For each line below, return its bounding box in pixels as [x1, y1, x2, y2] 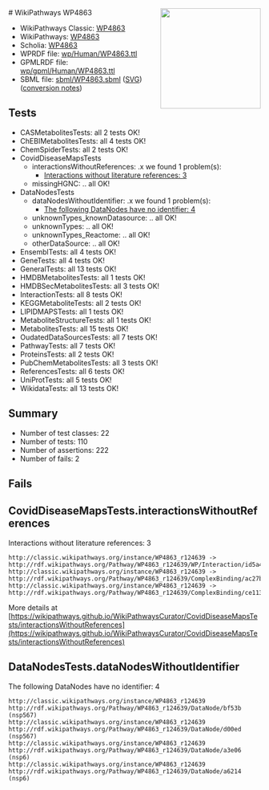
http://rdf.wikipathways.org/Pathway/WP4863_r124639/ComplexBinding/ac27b [8, 574, 263, 583]
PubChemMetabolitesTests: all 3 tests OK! [19, 357, 159, 368]
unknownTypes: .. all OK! [31, 221, 114, 231]
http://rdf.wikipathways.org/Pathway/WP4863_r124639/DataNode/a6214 [8, 767, 242, 776]
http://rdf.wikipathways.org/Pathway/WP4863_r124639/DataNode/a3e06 [8, 746, 242, 754]
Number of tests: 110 [19, 437, 88, 446]
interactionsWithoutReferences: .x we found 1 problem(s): [31, 161, 222, 171]
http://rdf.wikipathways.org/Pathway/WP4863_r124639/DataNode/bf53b [8, 704, 242, 712]
